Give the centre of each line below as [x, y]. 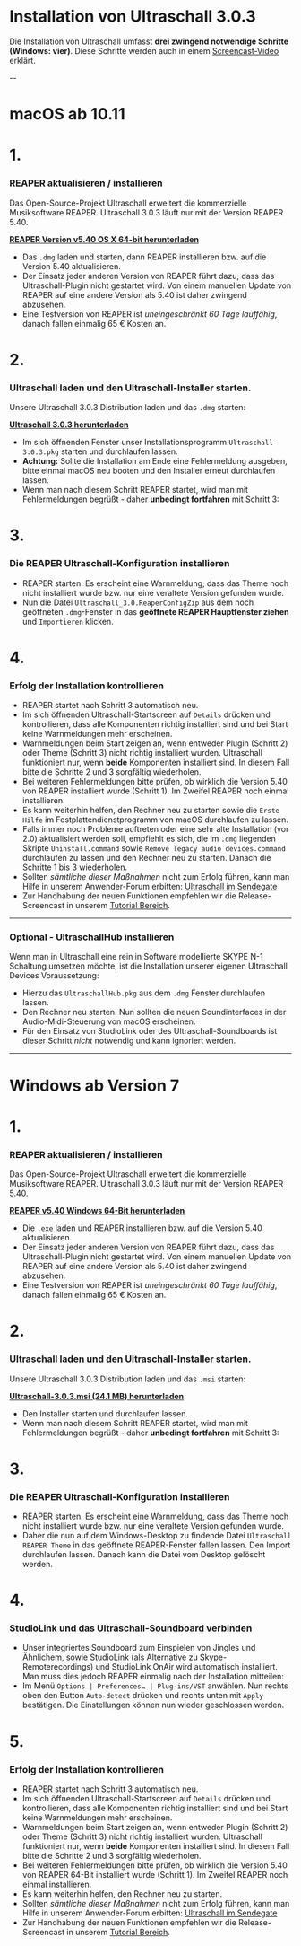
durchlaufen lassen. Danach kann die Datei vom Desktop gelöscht [144, 1554]
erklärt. [22, 60]
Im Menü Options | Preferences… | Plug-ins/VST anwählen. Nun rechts [155, 1686]
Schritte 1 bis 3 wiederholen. [75, 867]
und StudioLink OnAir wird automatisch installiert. [186, 1667]
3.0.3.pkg [41, 452]
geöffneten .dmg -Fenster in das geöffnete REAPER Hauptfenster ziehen [155, 611]
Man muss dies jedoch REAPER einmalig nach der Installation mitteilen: [153, 1677]
